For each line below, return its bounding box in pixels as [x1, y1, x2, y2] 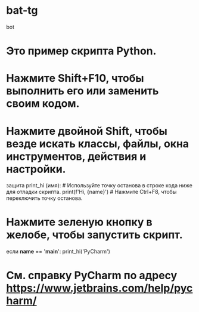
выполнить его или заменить [6, 84, 159, 98]
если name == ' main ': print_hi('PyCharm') [6, 248, 110, 255]
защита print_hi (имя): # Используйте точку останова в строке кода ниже [6, 182, 192, 189]
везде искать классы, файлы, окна [6, 137, 189, 150]
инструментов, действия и [6, 150, 147, 163]
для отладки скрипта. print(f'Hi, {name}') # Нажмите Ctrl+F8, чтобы [6, 189, 177, 196]
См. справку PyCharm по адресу [6, 269, 178, 282]
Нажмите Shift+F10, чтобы [6, 72, 144, 85]
